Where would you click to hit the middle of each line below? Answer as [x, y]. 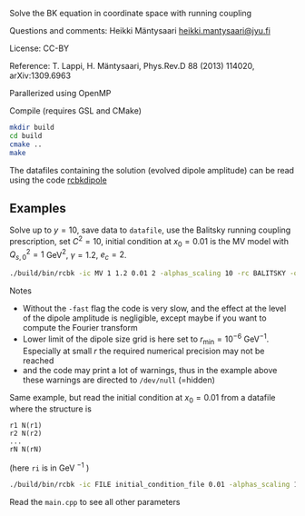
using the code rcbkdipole [58, 180]
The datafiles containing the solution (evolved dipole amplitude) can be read [152, 170]
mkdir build [32, 127]
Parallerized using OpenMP [60, 93]
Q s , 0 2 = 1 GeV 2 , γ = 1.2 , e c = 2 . [68, 255]
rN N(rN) [26, 450]
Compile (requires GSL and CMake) [76, 111]
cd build [26, 135]
